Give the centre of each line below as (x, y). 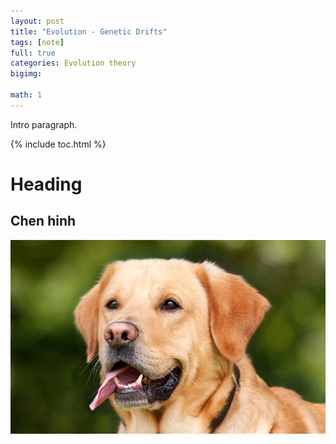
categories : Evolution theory (73, 63)
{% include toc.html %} (58, 144)
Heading (46, 184)
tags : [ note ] (37, 42)
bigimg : (26, 74)
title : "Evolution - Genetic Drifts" (89, 31)
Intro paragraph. (44, 124)
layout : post (37, 21)
